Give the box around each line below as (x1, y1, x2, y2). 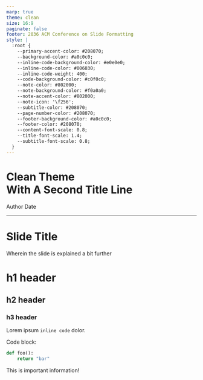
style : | (6, 37, 28, 43)
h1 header (6, 270, 56, 284)
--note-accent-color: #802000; (17, 93, 96, 99)
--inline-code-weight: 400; (17, 71, 88, 77)
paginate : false (6, 25, 47, 32)
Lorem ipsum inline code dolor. (6, 327, 86, 334)
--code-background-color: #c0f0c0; (17, 76, 107, 82)
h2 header (6, 295, 46, 306)
